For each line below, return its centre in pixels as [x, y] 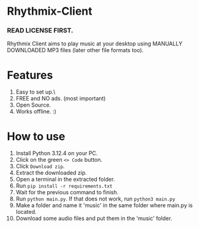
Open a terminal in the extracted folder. [65, 180]
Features [30, 75]
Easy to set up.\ [36, 92]
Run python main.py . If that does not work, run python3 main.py [96, 199]
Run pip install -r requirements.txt [64, 186]
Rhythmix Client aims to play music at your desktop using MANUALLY [95, 44]
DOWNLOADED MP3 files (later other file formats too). [75, 50]
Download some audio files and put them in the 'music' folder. [94, 218]
